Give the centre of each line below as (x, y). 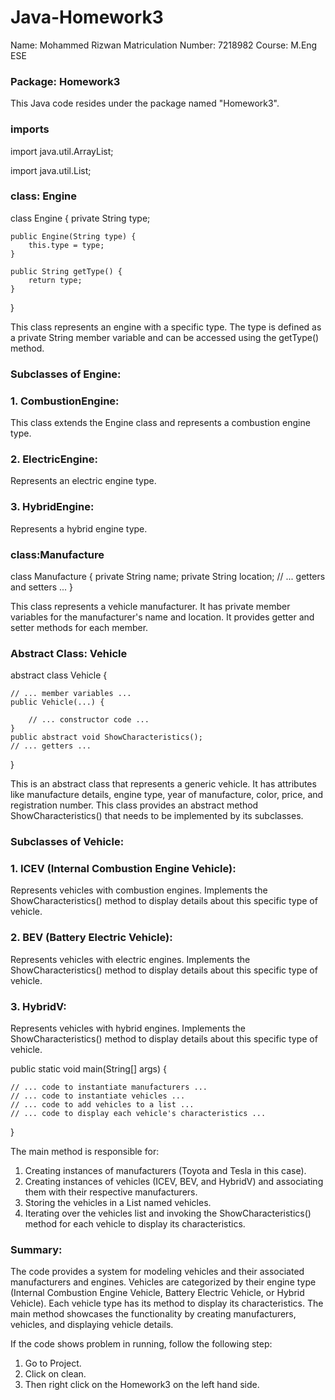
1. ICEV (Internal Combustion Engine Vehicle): (123, 869)
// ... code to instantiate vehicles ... (98, 1096)
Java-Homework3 (87, 17)
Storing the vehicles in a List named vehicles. (118, 1203)
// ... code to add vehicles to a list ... (102, 1105)
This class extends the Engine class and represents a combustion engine (160, 423)
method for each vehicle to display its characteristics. (135, 1224)
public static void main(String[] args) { (88, 1069)
